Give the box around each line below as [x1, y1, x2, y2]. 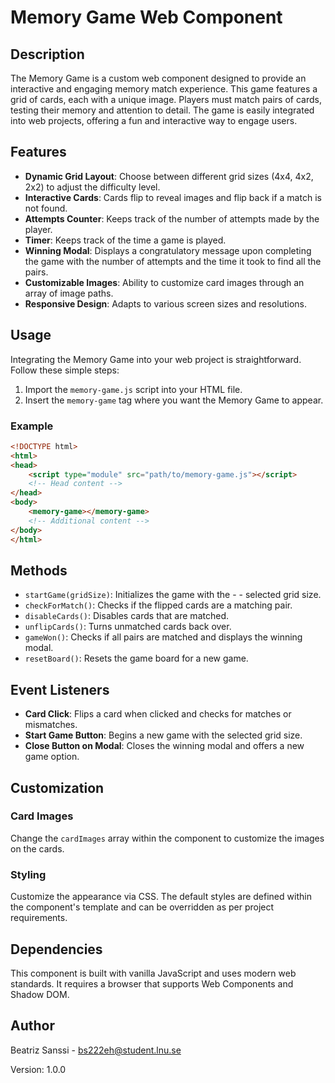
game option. [24, 751, 80, 763]
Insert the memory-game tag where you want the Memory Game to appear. [24, 394, 324, 406]
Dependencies [10, 941, 103, 958]
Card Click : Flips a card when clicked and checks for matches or [24, 708, 292, 720]
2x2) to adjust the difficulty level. [24, 181, 161, 193]
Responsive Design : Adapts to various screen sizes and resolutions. [24, 297, 307, 310]
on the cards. [10, 842, 65, 855]
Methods [10, 562, 68, 579]
